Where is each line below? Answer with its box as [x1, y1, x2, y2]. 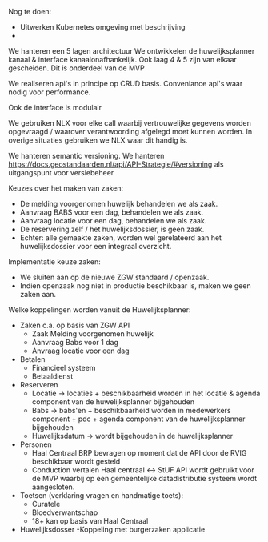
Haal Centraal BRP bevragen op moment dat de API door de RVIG [31, 448, 247, 457]
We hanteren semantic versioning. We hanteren [8, 151, 165, 160]
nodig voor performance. [8, 87, 91, 97]
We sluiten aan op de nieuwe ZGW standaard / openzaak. [19, 272, 210, 282]
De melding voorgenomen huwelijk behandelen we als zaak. [19, 199, 218, 208]
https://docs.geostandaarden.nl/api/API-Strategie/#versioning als [8, 159, 224, 169]
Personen [19, 440, 52, 449]
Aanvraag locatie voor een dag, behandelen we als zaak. [19, 216, 207, 225]
